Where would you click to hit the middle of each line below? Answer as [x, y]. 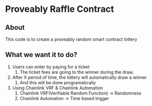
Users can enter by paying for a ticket [51, 67]
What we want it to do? [41, 55]
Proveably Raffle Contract [60, 9]
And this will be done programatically [58, 82]
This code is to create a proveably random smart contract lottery [71, 39]
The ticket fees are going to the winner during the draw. [77, 72]
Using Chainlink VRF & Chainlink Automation [58, 88]
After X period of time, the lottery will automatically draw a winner [80, 77]
